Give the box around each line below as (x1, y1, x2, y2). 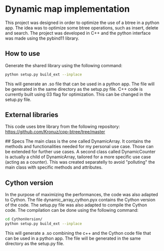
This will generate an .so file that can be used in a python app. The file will (5, 81, 155, 87)
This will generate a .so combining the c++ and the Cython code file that (5, 230, 151, 236)
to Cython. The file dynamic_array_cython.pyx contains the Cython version (5, 197, 156, 203)
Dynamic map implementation (5, 3, 130, 15)
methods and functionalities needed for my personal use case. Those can (5, 144, 154, 150)
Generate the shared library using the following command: (5, 62, 122, 68)
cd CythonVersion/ (5, 217, 43, 222)
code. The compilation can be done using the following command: (5, 207, 139, 213)
